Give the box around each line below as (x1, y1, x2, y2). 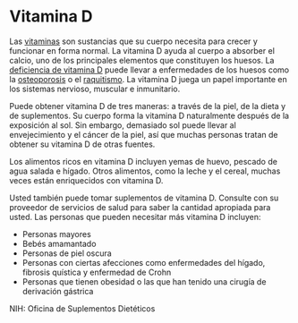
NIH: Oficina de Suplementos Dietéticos (9, 302, 156, 314)
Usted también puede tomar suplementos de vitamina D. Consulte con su (9, 192, 279, 203)
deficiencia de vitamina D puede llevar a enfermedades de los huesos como (9, 64, 289, 75)
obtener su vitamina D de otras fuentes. (9, 139, 156, 149)
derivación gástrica (21, 285, 94, 296)
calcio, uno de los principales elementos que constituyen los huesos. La (9, 55, 275, 65)
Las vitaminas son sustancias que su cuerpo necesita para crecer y (9, 36, 258, 47)
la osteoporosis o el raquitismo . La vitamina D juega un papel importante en (9, 73, 288, 84)
